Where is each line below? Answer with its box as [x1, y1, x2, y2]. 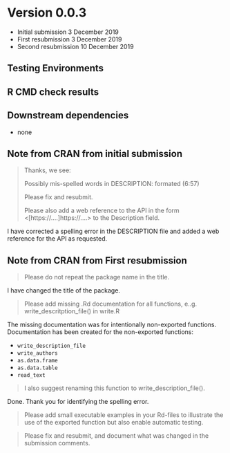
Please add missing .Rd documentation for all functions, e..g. [23, 299, 198, 308]
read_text [17, 372, 46, 379]
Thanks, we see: [23, 166, 71, 174]
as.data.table [17, 364, 58, 371]
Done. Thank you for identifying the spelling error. [7, 398, 149, 406]
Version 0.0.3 [7, 5, 87, 21]
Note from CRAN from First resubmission [7, 255, 188, 266]
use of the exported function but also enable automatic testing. [23, 418, 204, 427]
